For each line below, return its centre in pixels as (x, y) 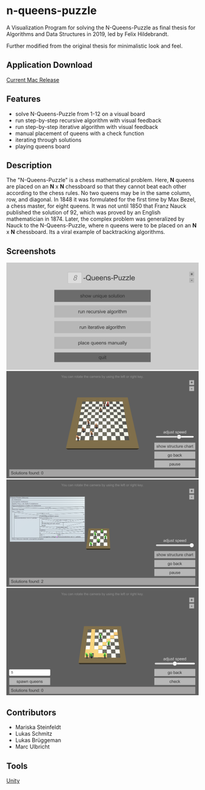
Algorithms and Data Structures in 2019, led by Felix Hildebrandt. (88, 34)
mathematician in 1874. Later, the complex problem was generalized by (95, 219)
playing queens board (42, 146)
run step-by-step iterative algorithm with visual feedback (87, 126)
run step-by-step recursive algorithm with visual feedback (88, 120)
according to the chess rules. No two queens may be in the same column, (99, 193)
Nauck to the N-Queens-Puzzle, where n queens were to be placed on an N (102, 225)
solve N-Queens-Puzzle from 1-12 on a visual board (80, 114)
